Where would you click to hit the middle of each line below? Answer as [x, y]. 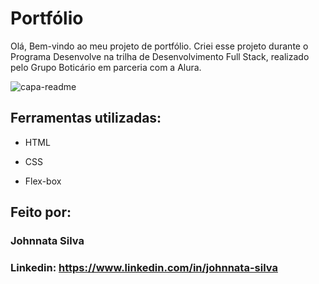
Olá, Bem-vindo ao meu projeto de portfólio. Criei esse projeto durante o [159, 46]
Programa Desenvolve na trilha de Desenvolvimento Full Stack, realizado [160, 56]
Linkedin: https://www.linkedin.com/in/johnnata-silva [144, 267]
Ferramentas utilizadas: [86, 118]
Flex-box [43, 181]
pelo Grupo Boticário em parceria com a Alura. [106, 67]
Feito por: [41, 212]
